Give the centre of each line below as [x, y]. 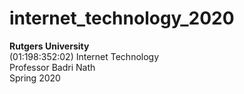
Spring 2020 [35, 78]
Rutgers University [49, 46]
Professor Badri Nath [52, 67]
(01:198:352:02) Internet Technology [84, 56]
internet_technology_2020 [122, 18]
